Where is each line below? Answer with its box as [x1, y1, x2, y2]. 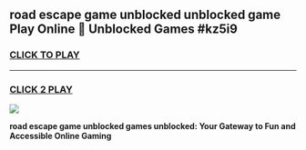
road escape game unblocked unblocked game [9, 7, 280, 23]
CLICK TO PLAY [9, 49, 80, 62]
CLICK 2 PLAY [9, 83, 73, 95]
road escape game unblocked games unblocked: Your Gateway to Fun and [9, 120, 296, 131]
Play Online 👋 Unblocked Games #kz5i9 [9, 22, 239, 37]
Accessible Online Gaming [9, 130, 112, 141]
